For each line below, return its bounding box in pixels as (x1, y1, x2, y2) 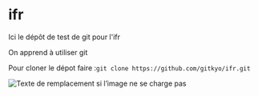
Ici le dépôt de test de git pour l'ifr (8, 32, 121, 42)
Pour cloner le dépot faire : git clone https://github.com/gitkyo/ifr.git (8, 62, 251, 73)
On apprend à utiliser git (8, 47, 88, 57)
